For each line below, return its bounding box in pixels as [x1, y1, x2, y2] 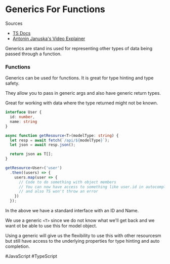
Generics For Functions [5, 4, 105, 15]
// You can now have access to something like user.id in [18, 184, 144, 190]
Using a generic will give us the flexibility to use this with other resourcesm [5, 233, 161, 239]
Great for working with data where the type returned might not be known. [5, 100, 158, 106]
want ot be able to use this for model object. [5, 223, 97, 229]
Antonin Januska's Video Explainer [12, 35, 86, 42]
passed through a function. [5, 51, 62, 57]
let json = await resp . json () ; [10, 142, 76, 147]
